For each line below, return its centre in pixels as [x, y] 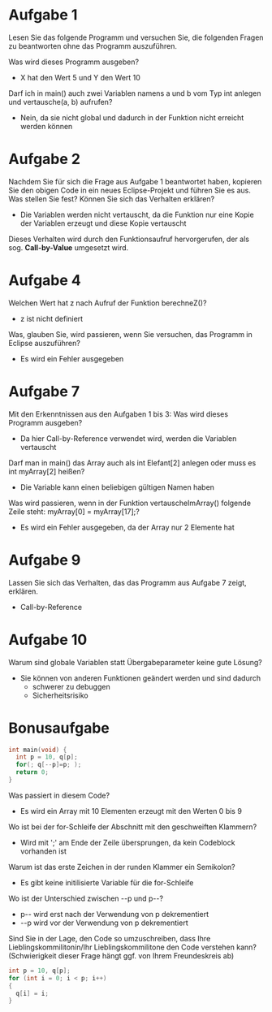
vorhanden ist [43, 851]
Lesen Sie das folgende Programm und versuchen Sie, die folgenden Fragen [136, 37]
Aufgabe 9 [45, 560]
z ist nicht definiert [52, 318]
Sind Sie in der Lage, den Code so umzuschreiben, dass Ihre [110, 938]
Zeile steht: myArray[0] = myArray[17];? [74, 511]
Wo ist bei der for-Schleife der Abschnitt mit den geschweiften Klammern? [133, 827]
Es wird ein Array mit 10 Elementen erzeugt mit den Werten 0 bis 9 [131, 811]
